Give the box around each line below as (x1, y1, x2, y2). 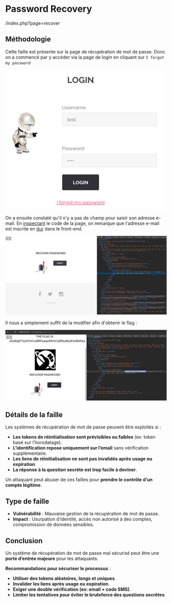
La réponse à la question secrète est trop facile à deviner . (12, 466, 137, 473)
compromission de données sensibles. (12, 521, 94, 528)
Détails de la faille (5, 410, 63, 419)
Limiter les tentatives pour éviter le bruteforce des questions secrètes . (12, 592, 166, 598)
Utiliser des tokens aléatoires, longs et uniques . (12, 575, 116, 581)
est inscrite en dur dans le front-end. (5, 225, 83, 231)
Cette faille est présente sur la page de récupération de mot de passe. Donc (5, 48, 165, 54)
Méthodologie (5, 35, 51, 44)
